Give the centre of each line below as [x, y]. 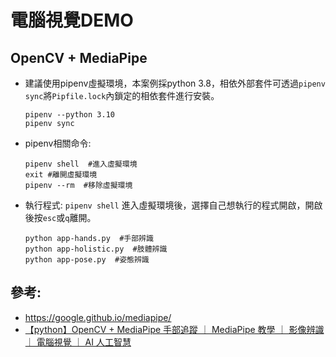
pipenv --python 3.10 [69, 115]
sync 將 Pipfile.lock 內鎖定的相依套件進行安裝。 [122, 95]
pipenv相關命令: [58, 143]
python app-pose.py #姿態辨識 [87, 260]
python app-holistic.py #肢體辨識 [96, 249]
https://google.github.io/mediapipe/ [98, 317]
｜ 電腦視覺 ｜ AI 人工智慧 [78, 342]
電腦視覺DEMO [72, 20]
